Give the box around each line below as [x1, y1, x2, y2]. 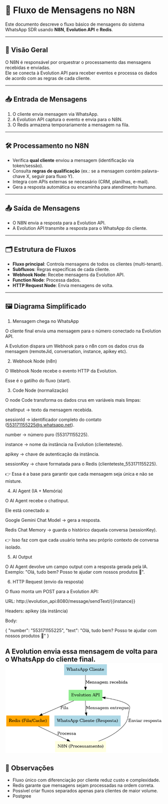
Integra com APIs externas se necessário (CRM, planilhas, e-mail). [12, 178, 149, 185]
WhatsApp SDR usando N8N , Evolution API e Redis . [5, 26, 113, 32]
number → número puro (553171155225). [5, 431, 89, 437]
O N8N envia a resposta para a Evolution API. [12, 220, 106, 226]
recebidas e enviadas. [5, 64, 51, 70]
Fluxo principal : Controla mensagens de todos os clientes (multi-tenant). [12, 261, 163, 267]
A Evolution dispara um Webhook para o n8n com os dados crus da [5, 343, 144, 349]
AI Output [12, 554, 32, 560]
